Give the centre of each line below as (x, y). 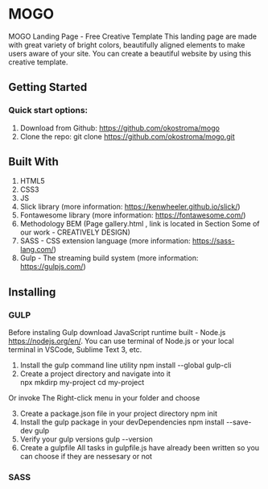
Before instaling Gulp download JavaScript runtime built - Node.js (117, 333)
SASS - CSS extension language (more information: (105, 241)
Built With (33, 162)
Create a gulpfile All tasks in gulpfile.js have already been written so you (140, 448)
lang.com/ (37, 250)
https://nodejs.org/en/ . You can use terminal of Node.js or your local (122, 341)
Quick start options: (48, 110)
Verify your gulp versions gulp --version (86, 439)
